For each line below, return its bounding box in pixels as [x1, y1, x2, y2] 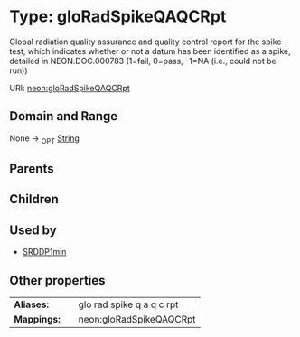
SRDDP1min [22, 247, 67, 257]
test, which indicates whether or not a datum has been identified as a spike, [9, 45, 291, 56]
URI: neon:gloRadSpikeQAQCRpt [9, 82, 131, 93]
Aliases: [14, 298, 50, 311]
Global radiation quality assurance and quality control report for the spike [9, 36, 282, 47]
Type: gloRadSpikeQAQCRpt [9, 6, 227, 27]
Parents [9, 161, 54, 176]
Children [9, 192, 59, 207]
